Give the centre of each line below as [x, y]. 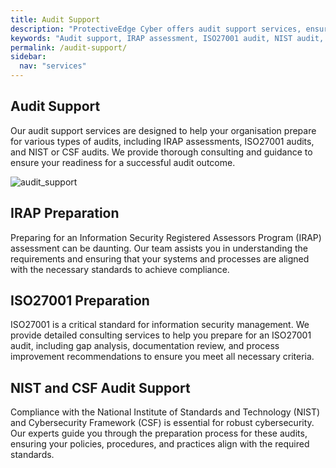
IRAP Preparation [65, 213]
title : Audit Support [55, 19]
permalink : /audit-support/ [69, 47]
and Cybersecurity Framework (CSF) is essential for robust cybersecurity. [162, 423]
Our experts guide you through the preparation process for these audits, [159, 433]
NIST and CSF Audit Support [100, 387]
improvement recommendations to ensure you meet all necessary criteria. [162, 357]
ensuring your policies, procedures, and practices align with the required [160, 444]
